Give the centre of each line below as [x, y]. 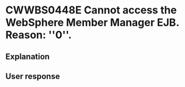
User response [33, 76]
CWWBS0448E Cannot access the [91, 10]
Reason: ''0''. [39, 35]
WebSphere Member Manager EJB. [92, 22]
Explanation [28, 56]
